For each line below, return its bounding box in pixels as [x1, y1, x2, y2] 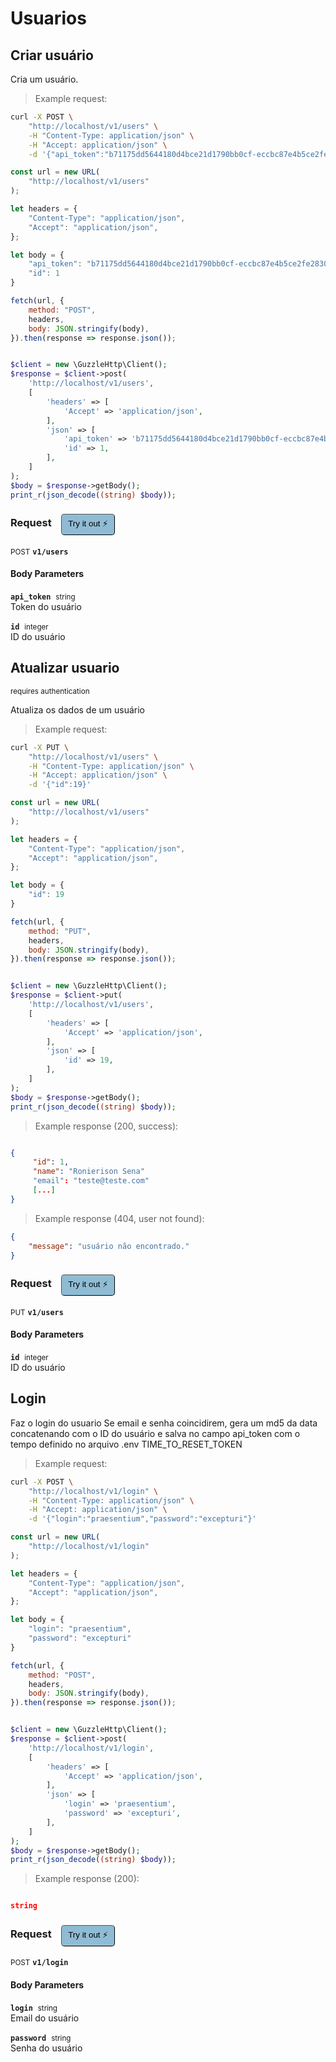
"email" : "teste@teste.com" [32, 1176, 150, 1186]
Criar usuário [10, 47, 94, 64]
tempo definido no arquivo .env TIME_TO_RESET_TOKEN [10, 1438, 243, 1450]
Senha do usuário [10, 2042, 83, 2054]
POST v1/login [10, 1958, 69, 1968]
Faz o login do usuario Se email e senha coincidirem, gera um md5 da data [10, 1417, 318, 1429]
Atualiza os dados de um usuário [10, 703, 146, 716]
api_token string [10, 592, 76, 602]
